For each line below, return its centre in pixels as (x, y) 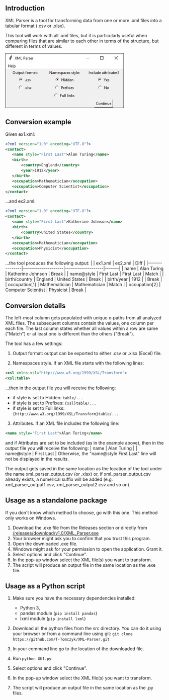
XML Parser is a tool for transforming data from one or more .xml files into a (83, 20)
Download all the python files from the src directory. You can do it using (87, 629)
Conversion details (35, 305)
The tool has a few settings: (34, 343)
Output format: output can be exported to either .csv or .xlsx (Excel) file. (87, 354)
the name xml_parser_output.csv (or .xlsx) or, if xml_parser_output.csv (78, 474)
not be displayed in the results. (37, 459)
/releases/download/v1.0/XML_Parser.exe (56, 533)
